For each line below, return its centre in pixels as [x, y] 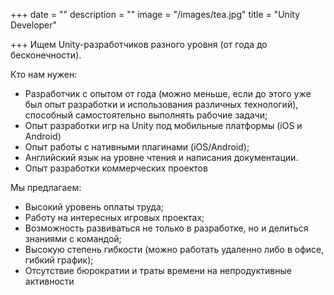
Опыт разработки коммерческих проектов [116, 168]
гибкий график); [59, 260]
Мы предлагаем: [46, 187]
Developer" [34, 25]
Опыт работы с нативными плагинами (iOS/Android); [137, 147]
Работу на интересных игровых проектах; [114, 217]
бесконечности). [46, 55]
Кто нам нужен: [44, 74]
